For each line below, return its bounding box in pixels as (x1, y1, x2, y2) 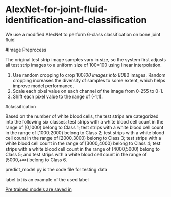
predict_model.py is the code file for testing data (5, 166, 107, 173)
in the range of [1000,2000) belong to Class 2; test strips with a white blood (5, 129, 164, 136)
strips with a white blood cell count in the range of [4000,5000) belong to (5, 145, 160, 152)
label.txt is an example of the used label (5, 176, 89, 182)
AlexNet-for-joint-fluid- (5, 4, 108, 15)
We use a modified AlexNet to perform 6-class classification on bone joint (5, 31, 161, 37)
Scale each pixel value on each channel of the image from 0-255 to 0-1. (12, 88, 164, 94)
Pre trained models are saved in (5, 186, 72, 192)
